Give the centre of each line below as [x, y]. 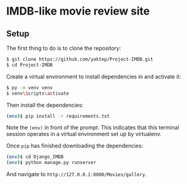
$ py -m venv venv [29, 87]
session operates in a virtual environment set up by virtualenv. [84, 134]
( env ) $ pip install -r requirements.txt [58, 116]
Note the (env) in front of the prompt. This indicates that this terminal [93, 128]
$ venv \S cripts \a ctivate [38, 93]
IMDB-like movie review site [78, 11]
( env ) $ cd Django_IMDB [35, 157]
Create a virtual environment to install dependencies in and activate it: [93, 77]
